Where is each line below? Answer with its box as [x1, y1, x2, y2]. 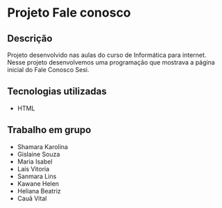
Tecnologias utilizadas [7, 85, 107, 98]
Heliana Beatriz [17, 187, 61, 195]
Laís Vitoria [17, 164, 50, 173]
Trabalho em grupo [7, 124, 92, 136]
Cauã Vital [17, 194, 47, 202]
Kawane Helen [17, 179, 60, 188]
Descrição [7, 33, 53, 44]
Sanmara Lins [17, 172, 57, 180]
